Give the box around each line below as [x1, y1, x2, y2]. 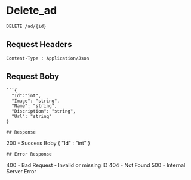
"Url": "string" [11, 113, 52, 119]
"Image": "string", [11, 98, 60, 104]
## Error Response [6, 151, 52, 157]
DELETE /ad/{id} [6, 23, 47, 29]
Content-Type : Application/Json [6, 55, 90, 61]
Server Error [6, 167, 37, 175]
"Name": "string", [11, 103, 58, 109]
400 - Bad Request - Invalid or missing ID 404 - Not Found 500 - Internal [6, 162, 186, 169]
